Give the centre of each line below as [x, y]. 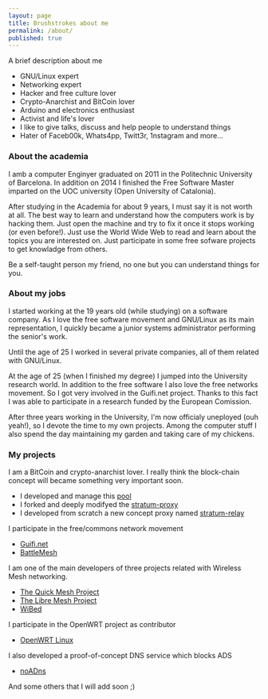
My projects [32, 454]
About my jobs [37, 294]
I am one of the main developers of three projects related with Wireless [125, 568]
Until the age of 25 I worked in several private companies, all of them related [134, 352]
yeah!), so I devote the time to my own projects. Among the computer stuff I [132, 425]
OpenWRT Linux [47, 640]
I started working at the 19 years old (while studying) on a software [118, 311]
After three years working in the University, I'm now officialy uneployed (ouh [134, 417]
